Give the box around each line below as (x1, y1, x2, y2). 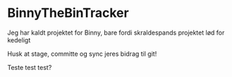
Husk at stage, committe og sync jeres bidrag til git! (7, 49, 157, 58)
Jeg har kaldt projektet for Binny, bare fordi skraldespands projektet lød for (7, 28, 225, 37)
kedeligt (7, 35, 31, 44)
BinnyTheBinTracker (7, 5, 129, 21)
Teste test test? (7, 63, 52, 71)
